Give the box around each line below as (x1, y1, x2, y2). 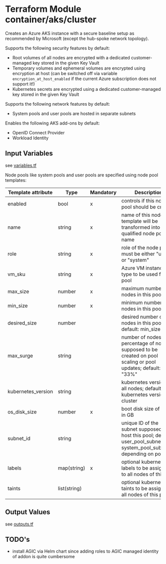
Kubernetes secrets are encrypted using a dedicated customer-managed (12, 86, 161, 92)
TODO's (5, 535, 30, 544)
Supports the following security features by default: (5, 45, 110, 51)
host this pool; (121, 432, 154, 439)
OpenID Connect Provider (12, 129, 65, 135)
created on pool (121, 352, 158, 359)
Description (134, 189, 163, 196)
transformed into (121, 224, 161, 231)
